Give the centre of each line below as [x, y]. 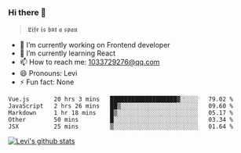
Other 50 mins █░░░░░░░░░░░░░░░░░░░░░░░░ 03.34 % [121, 120]
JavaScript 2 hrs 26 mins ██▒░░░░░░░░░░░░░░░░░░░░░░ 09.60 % [121, 106]
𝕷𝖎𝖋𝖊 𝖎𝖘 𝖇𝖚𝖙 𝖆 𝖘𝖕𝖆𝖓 [52, 30]
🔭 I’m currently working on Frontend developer [95, 45]
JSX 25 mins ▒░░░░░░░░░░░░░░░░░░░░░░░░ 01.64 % [121, 127]
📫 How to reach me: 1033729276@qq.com [89, 62]
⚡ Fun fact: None [47, 82]
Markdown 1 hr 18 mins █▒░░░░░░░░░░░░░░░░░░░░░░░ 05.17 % [121, 113]
